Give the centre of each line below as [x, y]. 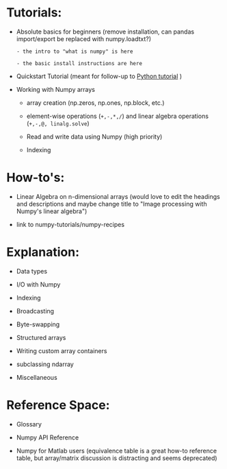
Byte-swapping [38, 324]
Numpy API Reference [48, 437]
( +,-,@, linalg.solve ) [58, 123]
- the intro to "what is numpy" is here [75, 51]
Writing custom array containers [62, 350]
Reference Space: [58, 405]
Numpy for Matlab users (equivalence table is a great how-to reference [116, 450]
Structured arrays [41, 337]
